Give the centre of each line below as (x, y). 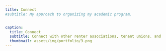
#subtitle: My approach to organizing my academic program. (69, 14)
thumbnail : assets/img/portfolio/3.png (51, 41)
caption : (14, 27)
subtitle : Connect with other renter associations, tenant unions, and (85, 37)
